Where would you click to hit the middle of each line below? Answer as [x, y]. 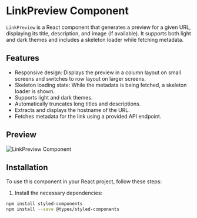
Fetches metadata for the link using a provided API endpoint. [88, 116]
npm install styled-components [44, 204]
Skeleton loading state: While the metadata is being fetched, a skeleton [101, 85]
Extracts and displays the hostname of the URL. [72, 110]
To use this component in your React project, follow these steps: [84, 181]
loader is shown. [34, 91]
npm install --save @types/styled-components [63, 209]
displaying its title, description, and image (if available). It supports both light [98, 33]
